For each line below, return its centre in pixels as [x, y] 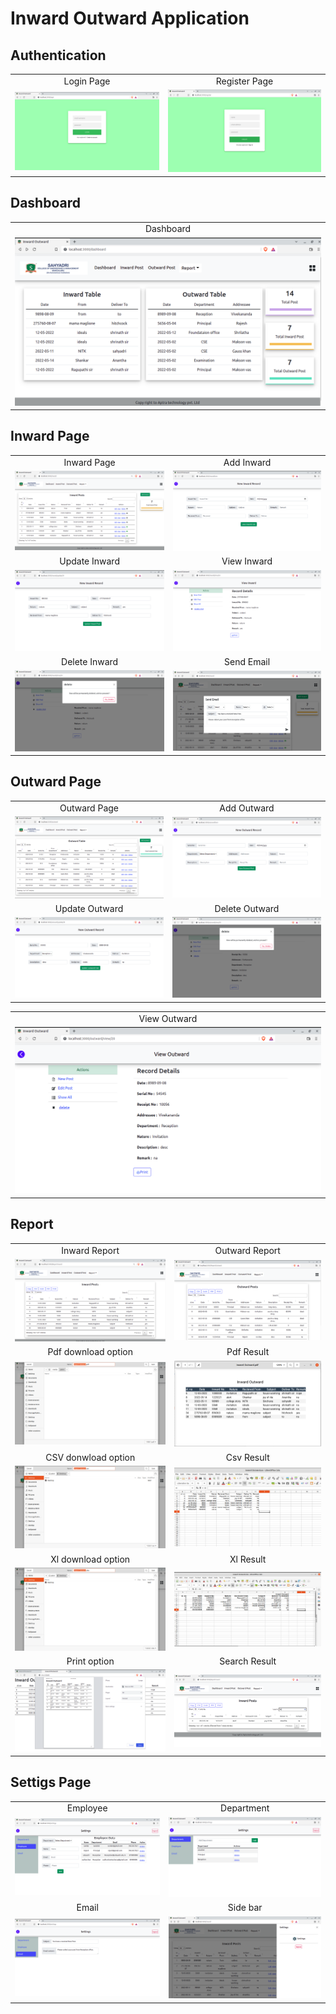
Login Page [87, 81]
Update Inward [89, 561]
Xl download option [90, 1559]
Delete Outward [247, 908]
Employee [87, 1808]
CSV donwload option [90, 1457]
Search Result [248, 1661]
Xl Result [248, 1559]
